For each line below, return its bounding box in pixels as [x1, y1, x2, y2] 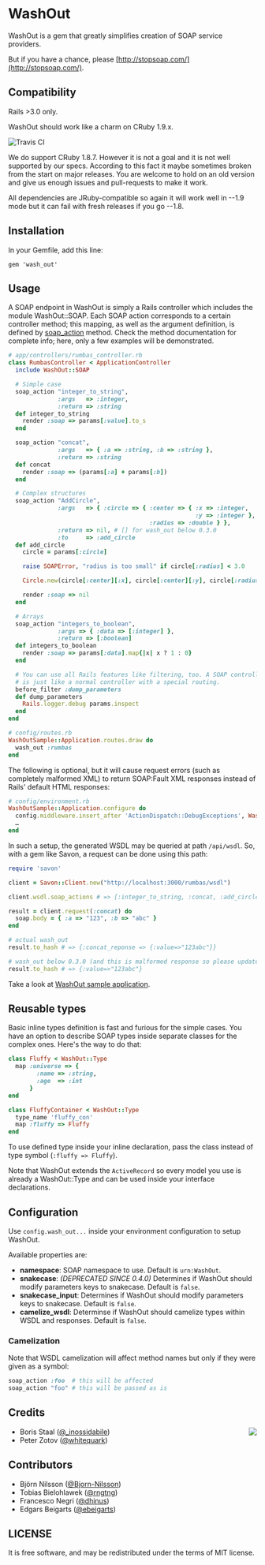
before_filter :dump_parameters [15, 685, 122, 693]
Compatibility [8, 86, 77, 99]
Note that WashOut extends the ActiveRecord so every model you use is [8, 1166, 242, 1175]
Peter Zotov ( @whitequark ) [19, 1435, 108, 1444]
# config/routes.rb [8, 729, 73, 737]
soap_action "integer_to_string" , [15, 387, 129, 395]
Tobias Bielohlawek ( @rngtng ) [19, 1488, 118, 1497]
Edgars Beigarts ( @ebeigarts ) [19, 1504, 117, 1514]
